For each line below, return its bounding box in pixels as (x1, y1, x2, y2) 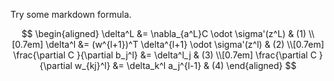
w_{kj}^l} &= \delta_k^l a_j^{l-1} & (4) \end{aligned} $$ (74, 60, 297, 71)
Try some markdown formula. (10, 9, 132, 20)
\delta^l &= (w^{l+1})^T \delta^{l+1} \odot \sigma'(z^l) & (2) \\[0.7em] (45, 39, 325, 50)
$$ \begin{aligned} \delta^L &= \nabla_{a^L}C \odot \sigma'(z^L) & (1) (21, 28, 307, 39)
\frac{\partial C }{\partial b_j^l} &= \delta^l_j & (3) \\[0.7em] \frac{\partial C (13, 49, 317, 61)
